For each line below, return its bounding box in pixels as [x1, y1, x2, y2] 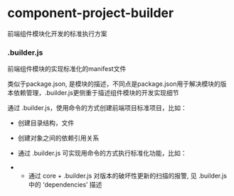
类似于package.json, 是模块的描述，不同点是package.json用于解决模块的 [7, 80, 220, 88]
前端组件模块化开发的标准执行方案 [7, 29, 107, 38]
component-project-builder [7, 5, 174, 21]
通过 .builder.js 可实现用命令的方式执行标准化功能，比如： [17, 149, 187, 158]
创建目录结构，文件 [17, 119, 75, 127]
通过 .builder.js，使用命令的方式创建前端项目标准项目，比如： [7, 104, 187, 112]
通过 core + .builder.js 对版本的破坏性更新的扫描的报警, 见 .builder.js [28, 172, 228, 180]
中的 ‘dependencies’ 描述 [28, 180, 102, 189]
